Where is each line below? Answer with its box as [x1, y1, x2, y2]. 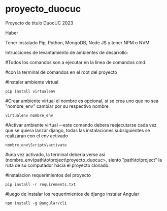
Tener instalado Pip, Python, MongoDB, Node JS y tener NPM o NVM [5, 39, 150, 46]
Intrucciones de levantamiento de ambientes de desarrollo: [5, 49, 128, 55]
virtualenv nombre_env [5, 113, 53, 118]
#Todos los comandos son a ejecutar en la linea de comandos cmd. [5, 59, 147, 65]
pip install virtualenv [5, 88, 56, 94]
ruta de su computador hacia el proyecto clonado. [5, 162, 110, 168]
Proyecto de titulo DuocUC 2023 [5, 20, 74, 26]
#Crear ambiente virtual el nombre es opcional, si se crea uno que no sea [5, 98, 159, 104]
